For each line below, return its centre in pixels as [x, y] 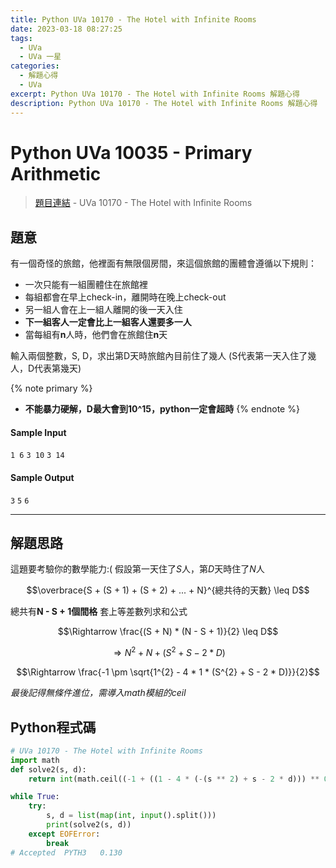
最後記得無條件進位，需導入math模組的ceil [98, 693]
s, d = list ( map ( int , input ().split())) [131, 816]
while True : [35, 797]
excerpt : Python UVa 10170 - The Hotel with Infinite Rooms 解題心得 [155, 94]
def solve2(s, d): [48, 769]
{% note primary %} [51, 388]
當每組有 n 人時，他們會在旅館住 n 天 [96, 335]
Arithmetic [56, 173]
